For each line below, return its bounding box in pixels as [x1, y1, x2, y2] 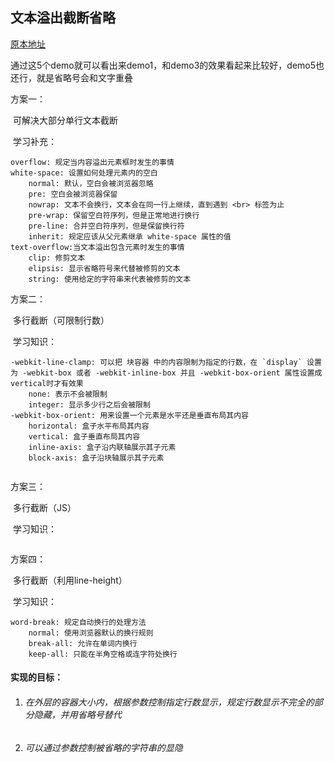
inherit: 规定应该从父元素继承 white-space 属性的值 [28, 231, 232, 242]
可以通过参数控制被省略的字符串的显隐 [24, 741, 183, 753]
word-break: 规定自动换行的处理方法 [10, 617, 147, 627]
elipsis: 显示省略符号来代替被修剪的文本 [28, 263, 181, 273]
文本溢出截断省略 [10, 9, 116, 27]
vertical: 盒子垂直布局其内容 [28, 431, 141, 442]
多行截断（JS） [12, 501, 77, 513]
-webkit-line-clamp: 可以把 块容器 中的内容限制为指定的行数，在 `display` [10, 357, 303, 367]
